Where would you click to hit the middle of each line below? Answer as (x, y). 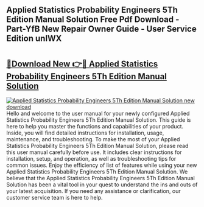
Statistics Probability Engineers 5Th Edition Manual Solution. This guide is (99, 120)
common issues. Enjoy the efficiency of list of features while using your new (102, 165)
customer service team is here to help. (55, 198)
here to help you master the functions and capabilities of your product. (95, 126)
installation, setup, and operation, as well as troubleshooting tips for (91, 159)
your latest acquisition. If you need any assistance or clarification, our (93, 191)
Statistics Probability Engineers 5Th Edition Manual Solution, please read (97, 146)
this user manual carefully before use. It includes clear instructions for (94, 152)
